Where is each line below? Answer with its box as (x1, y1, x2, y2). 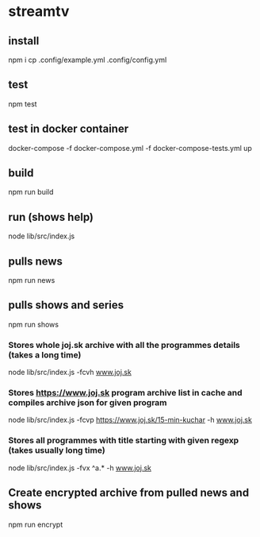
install (8, 34, 40, 48)
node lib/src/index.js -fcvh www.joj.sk (8, 368, 132, 377)
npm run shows (8, 319, 59, 329)
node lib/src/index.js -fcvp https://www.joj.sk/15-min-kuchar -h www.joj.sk (8, 415, 252, 425)
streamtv (8, 2, 70, 21)
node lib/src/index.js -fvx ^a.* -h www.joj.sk (8, 463, 152, 473)
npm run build (8, 187, 54, 197)
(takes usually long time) (8, 445, 105, 456)
